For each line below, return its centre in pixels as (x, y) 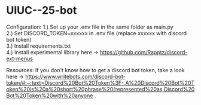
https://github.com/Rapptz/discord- (144, 52)
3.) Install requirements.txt (39, 46)
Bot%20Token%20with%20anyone (50, 95)
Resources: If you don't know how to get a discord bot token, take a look (95, 70)
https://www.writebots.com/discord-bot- (75, 76)
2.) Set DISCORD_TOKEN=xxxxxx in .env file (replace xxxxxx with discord (97, 33)
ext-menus (19, 58)
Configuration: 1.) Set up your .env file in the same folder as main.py (90, 27)
